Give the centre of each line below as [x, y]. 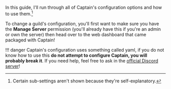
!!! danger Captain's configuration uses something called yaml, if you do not [85, 50]
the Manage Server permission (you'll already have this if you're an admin [83, 29]
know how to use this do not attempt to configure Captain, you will [76, 55]
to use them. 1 [19, 13]
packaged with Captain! [30, 40]
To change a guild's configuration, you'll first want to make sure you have [82, 24]
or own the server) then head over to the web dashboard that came [76, 34]
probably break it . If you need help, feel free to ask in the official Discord [82, 60]
